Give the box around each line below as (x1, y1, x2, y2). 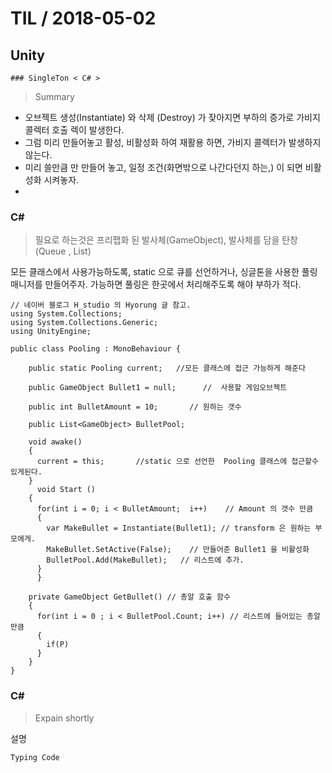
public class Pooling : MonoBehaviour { (10, 344, 182, 354)
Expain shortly (34, 712, 95, 724)
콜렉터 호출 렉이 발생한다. (24, 124, 125, 136)
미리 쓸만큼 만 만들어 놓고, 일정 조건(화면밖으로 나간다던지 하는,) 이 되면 (24, 162, 303, 173)
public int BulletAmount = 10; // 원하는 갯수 (28, 402, 242, 412)
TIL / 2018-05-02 (10, 7, 157, 30)
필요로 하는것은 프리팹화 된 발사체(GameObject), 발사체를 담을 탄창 (34, 234, 298, 246)
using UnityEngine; (10, 327, 92, 337)
